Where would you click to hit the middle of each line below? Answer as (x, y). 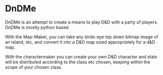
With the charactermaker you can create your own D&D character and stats (81, 56)
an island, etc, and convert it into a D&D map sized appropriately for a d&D (80, 42)
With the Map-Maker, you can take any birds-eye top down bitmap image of (82, 37)
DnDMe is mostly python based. (38, 27)
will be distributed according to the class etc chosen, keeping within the (78, 62)
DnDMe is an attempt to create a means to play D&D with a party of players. (81, 22)
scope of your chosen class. (34, 67)
